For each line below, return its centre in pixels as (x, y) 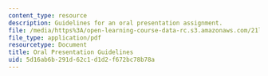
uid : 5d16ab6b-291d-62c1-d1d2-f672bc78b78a (82, 60)
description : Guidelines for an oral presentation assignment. (116, 23)
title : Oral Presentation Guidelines (71, 52)
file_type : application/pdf (55, 38)
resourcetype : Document (48, 45)
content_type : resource (48, 15)
